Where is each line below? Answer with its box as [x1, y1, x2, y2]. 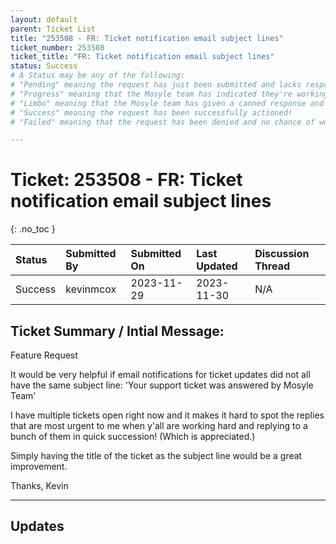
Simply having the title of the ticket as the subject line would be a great [10, 450, 303, 461]
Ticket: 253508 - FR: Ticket [10, 169, 243, 191]
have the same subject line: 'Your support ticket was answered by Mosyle [10, 379, 314, 391]
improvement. [10, 461, 68, 472]
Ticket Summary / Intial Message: [10, 322, 225, 340]
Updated [196, 259, 238, 273]
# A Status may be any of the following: [10, 71, 186, 81]
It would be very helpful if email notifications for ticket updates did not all [10, 369, 311, 380]
